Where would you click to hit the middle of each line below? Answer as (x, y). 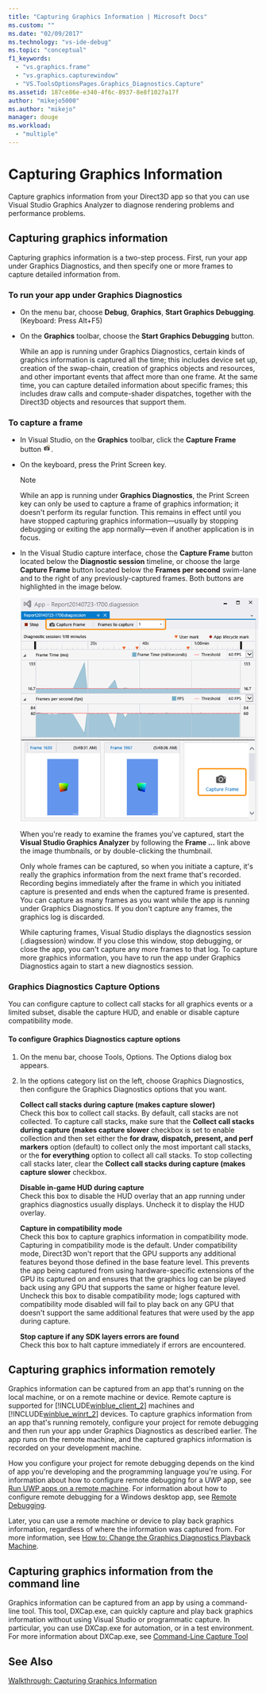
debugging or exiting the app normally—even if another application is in (137, 529)
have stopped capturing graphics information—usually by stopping (129, 521)
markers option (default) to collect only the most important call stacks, (135, 1146)
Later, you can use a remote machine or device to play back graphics (121, 1521)
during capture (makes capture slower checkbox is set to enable (127, 1130)
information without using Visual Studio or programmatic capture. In (119, 1620)
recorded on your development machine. (75, 1448)
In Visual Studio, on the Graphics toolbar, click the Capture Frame (128, 440)
